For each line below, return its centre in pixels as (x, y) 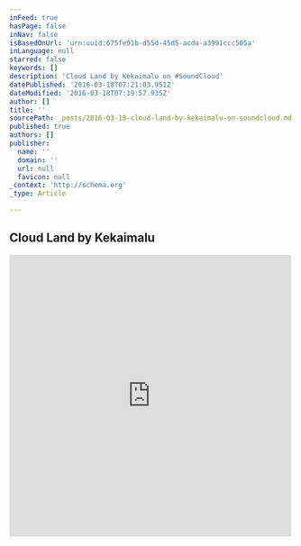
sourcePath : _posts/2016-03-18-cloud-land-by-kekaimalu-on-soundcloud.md (151, 118)
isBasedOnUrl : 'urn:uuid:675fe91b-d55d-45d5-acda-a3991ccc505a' (132, 43)
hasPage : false (38, 26)
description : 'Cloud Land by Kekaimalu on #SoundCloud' (116, 77)
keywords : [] (34, 68)
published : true (40, 127)
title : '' (28, 110)
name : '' (34, 151)
